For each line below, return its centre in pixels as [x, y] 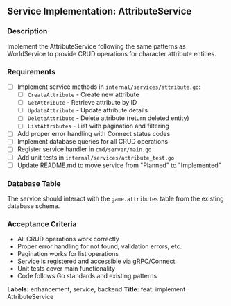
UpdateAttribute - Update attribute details [87, 110]
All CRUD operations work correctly [68, 239]
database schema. [34, 206]
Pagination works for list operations [68, 254]
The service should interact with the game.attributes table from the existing [115, 198]
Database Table [34, 183]
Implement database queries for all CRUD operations [93, 142]
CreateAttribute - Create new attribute [84, 95]
